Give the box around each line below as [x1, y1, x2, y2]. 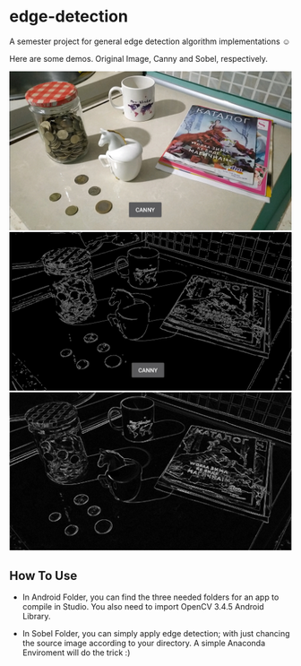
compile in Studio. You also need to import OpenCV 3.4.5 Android [21, 601, 264, 612]
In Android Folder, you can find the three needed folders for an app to [21, 592, 279, 602]
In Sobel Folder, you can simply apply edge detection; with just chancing [21, 628, 290, 639]
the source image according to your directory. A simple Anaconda [21, 638, 266, 649]
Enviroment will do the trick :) [21, 647, 131, 658]
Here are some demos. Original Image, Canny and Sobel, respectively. [9, 53, 269, 64]
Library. [21, 611, 51, 622]
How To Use [9, 567, 78, 584]
